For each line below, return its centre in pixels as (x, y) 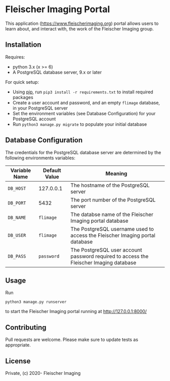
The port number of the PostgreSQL (113, 200)
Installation (23, 45)
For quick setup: (22, 82)
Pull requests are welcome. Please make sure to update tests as (72, 340)
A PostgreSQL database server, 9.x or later (57, 72)
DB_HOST (17, 188)
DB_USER (17, 235)
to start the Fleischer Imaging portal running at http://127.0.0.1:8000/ (76, 311)
